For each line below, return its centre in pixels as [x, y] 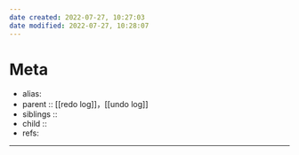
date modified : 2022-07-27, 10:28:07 [79, 26]
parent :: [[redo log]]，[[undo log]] [85, 105]
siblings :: [40, 114]
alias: [32, 94]
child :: [34, 124]
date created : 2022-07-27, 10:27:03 [77, 17]
